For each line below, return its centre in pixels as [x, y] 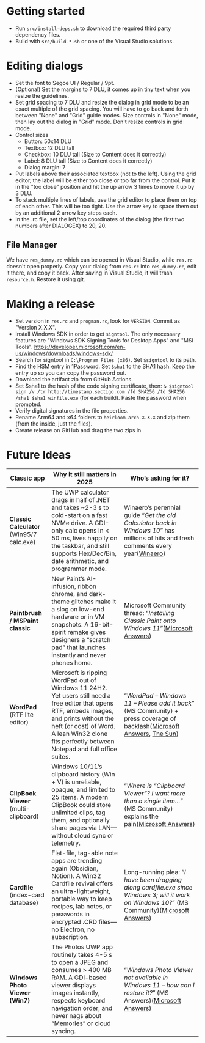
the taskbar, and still [81, 545]
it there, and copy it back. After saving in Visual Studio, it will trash [89, 273]
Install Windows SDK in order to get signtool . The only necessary [98, 334]
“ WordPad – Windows [155, 695]
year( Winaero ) [145, 553]
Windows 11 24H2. [80, 688]
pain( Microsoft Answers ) [160, 824]
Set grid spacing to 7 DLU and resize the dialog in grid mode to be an [102, 102]
